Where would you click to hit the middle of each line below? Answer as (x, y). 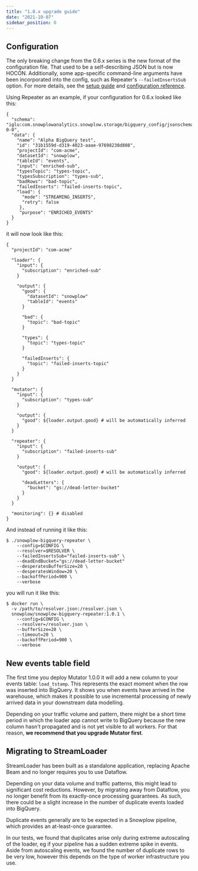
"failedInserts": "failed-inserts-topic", (70, 187)
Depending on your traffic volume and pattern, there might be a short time (96, 714)
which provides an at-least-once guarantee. (60, 826)
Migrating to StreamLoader (57, 751)
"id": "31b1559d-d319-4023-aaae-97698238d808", (76, 145)
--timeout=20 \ (35, 635)
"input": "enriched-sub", (49, 166)
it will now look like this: (35, 234)
